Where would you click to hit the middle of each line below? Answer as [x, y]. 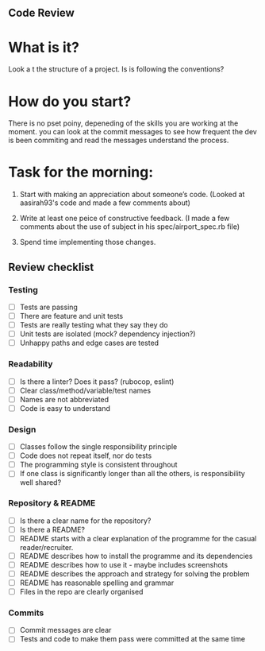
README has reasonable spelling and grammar [97, 583]
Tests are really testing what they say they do [94, 325]
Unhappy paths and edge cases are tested [89, 343]
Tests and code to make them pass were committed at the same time [132, 639]
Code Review [42, 13]
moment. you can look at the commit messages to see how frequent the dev [133, 132]
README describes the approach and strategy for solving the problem [134, 573]
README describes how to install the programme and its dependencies [136, 556]
